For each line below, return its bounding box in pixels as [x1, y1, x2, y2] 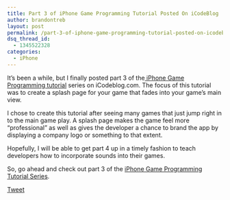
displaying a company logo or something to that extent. [7, 131, 163, 139]
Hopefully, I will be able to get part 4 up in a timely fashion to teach [7, 144, 196, 152]
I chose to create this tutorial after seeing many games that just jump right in [7, 109, 222, 117]
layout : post [7, 23, 44, 30]
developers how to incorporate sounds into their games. [7, 151, 166, 159]
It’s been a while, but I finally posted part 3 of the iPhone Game [7, 74, 185, 82]
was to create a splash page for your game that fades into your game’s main [7, 88, 221, 96]
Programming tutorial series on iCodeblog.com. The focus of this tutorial [7, 80, 212, 89]
